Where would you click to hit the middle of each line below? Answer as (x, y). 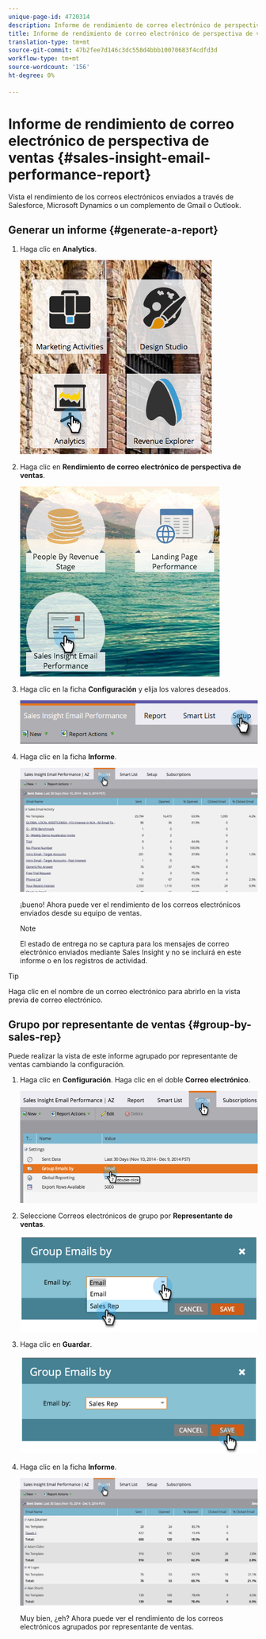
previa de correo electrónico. (55, 1000)
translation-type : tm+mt (49, 42)
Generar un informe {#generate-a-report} (114, 230)
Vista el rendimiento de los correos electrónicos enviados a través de (121, 197)
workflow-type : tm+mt (44, 59)
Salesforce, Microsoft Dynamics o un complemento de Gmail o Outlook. (125, 205)
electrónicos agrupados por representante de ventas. (106, 1626)
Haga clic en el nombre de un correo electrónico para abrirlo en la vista (124, 991)
